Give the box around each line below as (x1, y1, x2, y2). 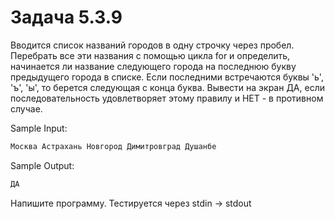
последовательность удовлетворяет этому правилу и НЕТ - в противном (10, 92, 324, 104)
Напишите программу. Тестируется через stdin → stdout (10, 197, 252, 209)
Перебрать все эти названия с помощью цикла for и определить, (10, 49, 291, 61)
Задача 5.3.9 (10, 6, 123, 29)
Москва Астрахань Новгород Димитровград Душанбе (10, 141, 217, 151)
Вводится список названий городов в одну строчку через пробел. (10, 39, 295, 51)
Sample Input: (10, 122, 68, 134)
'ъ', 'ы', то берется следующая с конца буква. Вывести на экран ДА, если (10, 81, 325, 93)
